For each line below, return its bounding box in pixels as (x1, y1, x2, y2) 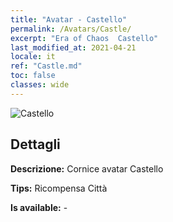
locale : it (10, 52, 56, 62)
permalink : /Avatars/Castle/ (10, 24, 132, 34)
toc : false (10, 71, 56, 81)
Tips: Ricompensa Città (10, 182, 108, 194)
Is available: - (10, 201, 68, 213)
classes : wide (10, 80, 70, 90)
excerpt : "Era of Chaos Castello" (10, 33, 159, 43)
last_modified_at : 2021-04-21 (10, 42, 137, 53)
